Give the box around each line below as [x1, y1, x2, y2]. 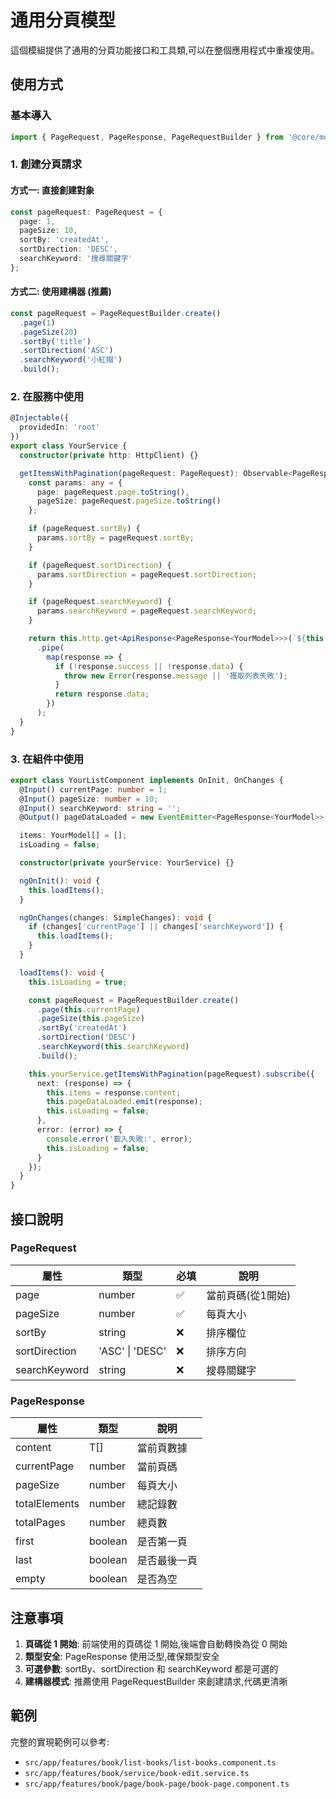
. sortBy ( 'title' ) [19, 336, 92, 346]
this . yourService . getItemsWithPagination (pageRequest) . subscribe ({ [28, 1069, 315, 1079]
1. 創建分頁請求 [10, 157, 83, 171]
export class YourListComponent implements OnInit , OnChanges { [10, 775, 284, 785]
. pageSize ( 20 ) [19, 327, 78, 337]
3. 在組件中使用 [10, 752, 85, 766]
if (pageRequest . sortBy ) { [28, 524, 141, 534]
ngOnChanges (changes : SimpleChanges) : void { [19, 912, 213, 923]
